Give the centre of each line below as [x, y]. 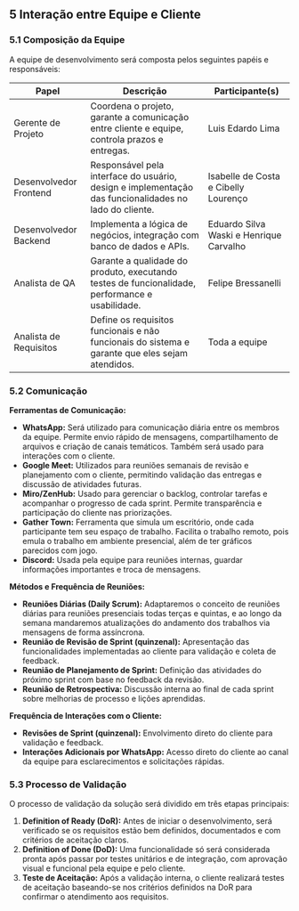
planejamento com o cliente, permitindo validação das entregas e [142, 475]
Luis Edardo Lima [244, 128]
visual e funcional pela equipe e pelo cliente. [104, 868]
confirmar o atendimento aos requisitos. [95, 897]
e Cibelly [226, 187]
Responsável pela [127, 165]
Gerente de [37, 122]
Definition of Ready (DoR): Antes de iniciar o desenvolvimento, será [147, 821]
